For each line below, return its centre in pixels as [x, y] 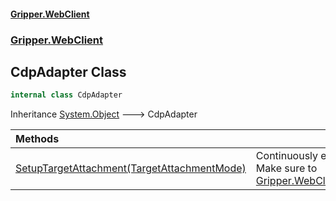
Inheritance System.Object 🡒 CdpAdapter [104, 114]
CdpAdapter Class [68, 71]
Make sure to [286, 168]
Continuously [287, 156]
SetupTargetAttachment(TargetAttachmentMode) [131, 168]
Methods [37, 139]
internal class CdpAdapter [66, 95]
